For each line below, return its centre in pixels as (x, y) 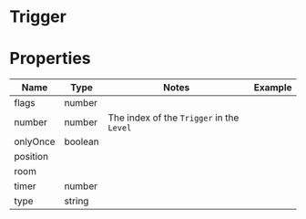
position (31, 157)
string (76, 201)
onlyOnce (35, 141)
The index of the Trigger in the (173, 118)
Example (273, 88)
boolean (82, 141)
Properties (50, 59)
